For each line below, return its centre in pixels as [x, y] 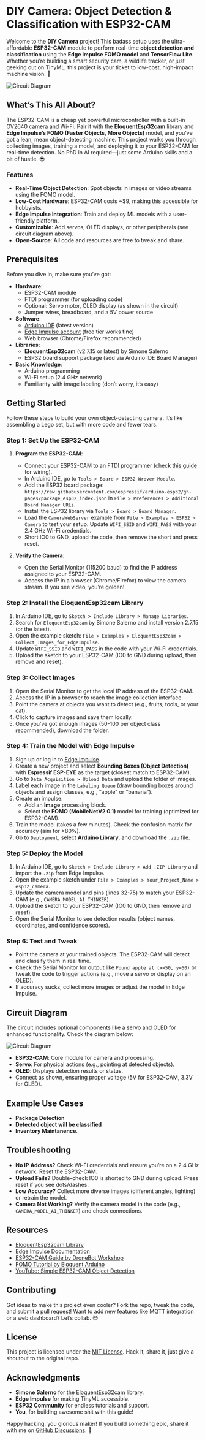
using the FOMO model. [45, 195]
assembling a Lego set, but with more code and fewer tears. [82, 424]
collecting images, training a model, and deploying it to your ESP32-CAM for [102, 146]
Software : [28, 318]
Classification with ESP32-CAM [89, 24]
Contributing [31, 1290]
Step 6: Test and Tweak [42, 941]
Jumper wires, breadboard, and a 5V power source [89, 312]
